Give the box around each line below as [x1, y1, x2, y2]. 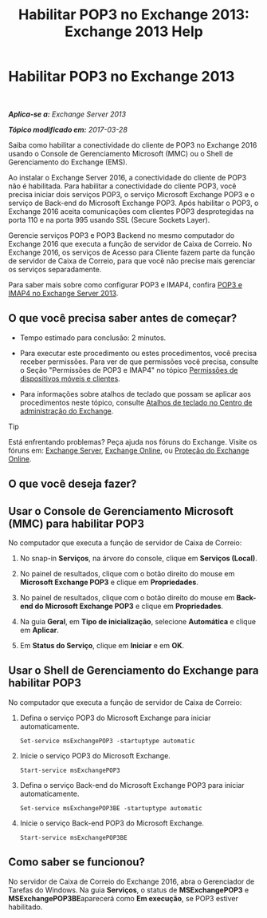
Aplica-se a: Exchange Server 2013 [8, 109, 126, 119]
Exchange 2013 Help [65, 22, 203, 41]
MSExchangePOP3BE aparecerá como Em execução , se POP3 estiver [8, 893, 239, 903]
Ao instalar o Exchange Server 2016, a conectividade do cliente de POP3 [8, 172, 247, 182]
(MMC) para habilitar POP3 [8, 516, 145, 530]
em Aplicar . [19, 625, 60, 635]
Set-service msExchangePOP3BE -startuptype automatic [19, 804, 202, 812]
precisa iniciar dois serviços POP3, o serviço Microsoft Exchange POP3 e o [8, 189, 255, 199]
